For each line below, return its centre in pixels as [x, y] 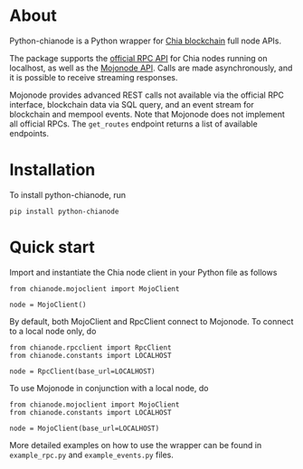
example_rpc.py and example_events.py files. [92, 455]
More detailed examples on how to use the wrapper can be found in [136, 445]
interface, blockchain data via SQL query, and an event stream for [132, 104]
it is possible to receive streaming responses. [94, 77]
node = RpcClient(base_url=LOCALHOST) [82, 371]
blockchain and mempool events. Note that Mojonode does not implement [147, 114]
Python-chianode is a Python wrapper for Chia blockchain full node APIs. [146, 41]
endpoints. [29, 133]
